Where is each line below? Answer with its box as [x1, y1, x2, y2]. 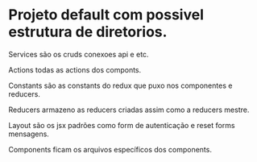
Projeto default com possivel [8, 6, 204, 24]
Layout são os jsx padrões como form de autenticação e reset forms [8, 120, 235, 130]
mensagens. [8, 129, 50, 139]
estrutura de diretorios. [8, 23, 168, 41]
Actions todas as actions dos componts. [8, 64, 142, 74]
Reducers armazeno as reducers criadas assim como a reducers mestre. [8, 105, 250, 114]
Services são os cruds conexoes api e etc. [8, 49, 149, 59]
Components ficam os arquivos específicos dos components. [8, 144, 212, 154]
